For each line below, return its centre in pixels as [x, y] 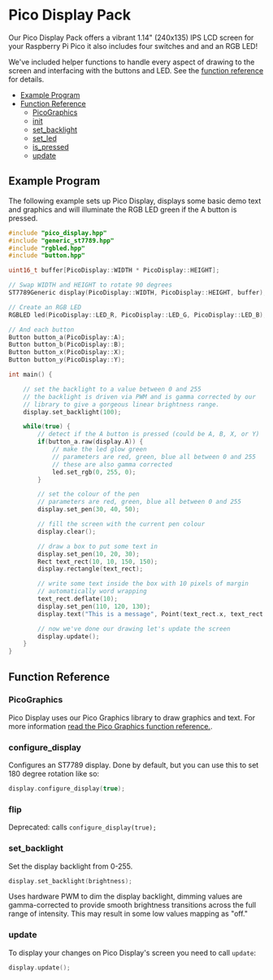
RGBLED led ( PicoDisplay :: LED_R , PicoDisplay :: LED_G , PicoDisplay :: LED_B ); [138, 315]
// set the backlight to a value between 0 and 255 [112, 389]
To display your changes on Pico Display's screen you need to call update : [132, 952]
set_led [44, 138]
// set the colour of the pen [89, 494]
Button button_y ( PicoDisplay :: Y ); [67, 360]
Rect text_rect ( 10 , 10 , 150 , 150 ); [98, 562]
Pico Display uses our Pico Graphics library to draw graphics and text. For [132, 717]
